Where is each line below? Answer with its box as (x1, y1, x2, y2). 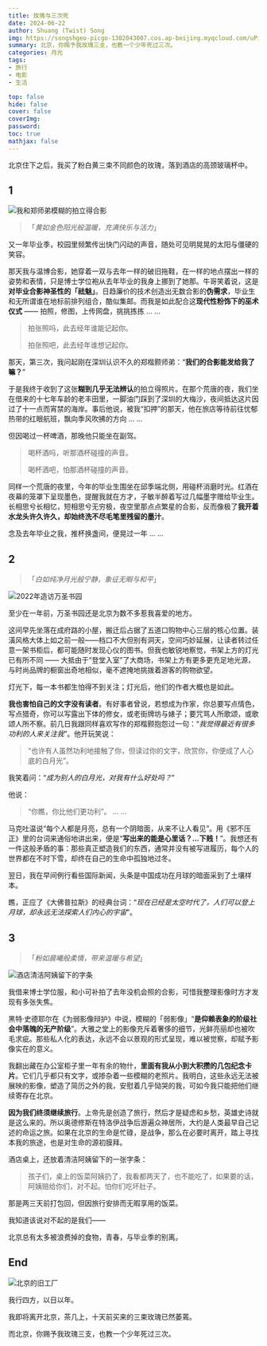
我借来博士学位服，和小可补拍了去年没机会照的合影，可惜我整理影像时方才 (8, 987, 252, 997)
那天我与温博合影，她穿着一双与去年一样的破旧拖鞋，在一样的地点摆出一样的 (8, 266, 259, 276)
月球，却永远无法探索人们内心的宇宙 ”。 (8, 907, 137, 917)
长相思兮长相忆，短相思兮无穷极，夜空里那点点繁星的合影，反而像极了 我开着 (8, 502, 259, 511)
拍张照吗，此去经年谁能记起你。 (27, 324, 133, 333)
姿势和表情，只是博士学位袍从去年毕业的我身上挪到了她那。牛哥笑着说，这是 (8, 277, 259, 286)
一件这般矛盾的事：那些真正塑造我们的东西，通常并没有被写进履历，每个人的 (8, 844, 259, 853)
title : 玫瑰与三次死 (8, 11, 69, 20)
